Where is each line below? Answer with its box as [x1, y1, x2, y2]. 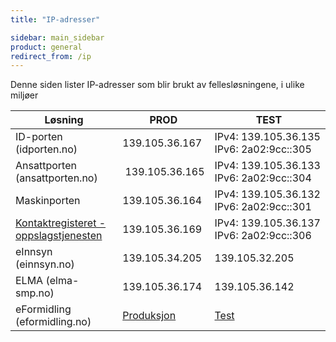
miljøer [10, 89, 39, 101]
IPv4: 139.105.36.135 [214, 130, 321, 144]
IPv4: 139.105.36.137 [214, 216, 321, 230]
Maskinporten [15, 194, 81, 208]
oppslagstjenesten [15, 229, 103, 243]
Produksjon [122, 309, 177, 323]
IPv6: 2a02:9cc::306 [214, 229, 312, 243]
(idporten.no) [15, 142, 78, 156]
